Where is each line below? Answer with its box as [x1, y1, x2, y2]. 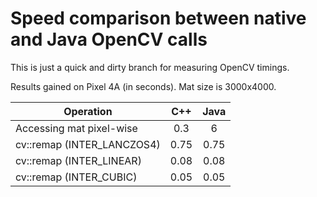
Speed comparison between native [10, 7, 307, 30]
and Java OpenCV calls [10, 28, 208, 51]
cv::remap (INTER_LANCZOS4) [15, 137, 161, 151]
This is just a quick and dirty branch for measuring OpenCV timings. [10, 61, 290, 73]
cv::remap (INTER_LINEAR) [15, 153, 142, 167]
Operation [63, 104, 113, 118]
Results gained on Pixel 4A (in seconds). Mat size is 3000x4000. [10, 80, 277, 92]
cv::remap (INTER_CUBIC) [15, 170, 138, 184]
